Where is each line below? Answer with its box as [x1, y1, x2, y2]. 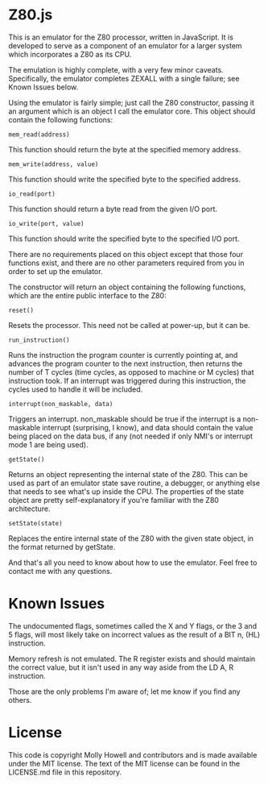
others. [8, 695, 32, 704]
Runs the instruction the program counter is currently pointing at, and [8, 350, 238, 359]
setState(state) [8, 519, 63, 527]
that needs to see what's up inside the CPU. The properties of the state [8, 486, 244, 496]
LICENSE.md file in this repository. [8, 767, 122, 777]
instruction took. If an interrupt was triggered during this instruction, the [8, 376, 246, 385]
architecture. [8, 504, 51, 513]
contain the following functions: [8, 114, 113, 124]
